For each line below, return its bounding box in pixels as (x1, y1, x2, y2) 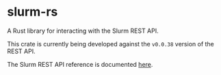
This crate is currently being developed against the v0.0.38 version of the (7, 40, 214, 48)
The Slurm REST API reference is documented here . (7, 60, 153, 68)
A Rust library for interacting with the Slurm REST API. (7, 27, 159, 35)
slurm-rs (7, 4, 58, 20)
